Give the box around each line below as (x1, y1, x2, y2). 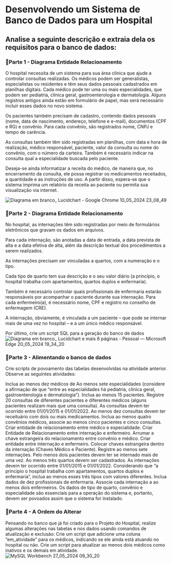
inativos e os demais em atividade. (5, 547, 79, 553)
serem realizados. (5, 248, 43, 254)
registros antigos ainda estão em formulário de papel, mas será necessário (5, 97, 164, 103)
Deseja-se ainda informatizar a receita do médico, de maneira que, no (5, 165, 154, 171)
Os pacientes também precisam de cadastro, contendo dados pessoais (5, 112, 157, 119)
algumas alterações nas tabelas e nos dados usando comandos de (5, 525, 147, 532)
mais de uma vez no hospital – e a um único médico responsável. (5, 320, 143, 326)
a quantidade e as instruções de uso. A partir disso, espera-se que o (5, 176, 150, 182)
